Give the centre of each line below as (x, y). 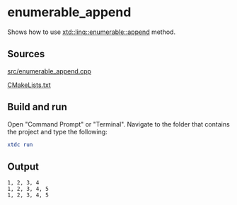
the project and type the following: (57, 131)
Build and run (37, 107)
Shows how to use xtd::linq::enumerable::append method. (91, 32)
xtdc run (20, 145)
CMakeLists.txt (29, 85)
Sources (26, 54)
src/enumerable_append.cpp (50, 71)
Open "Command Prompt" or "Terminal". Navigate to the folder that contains (118, 124)
